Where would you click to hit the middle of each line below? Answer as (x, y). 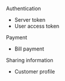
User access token (37, 26)
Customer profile (35, 72)
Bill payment (29, 49)
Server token (30, 20)
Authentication (24, 9)
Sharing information (30, 60)
